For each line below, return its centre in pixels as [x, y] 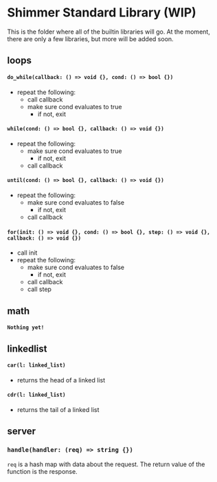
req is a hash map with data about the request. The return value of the [106, 464]
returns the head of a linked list [61, 380]
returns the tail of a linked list [58, 409]
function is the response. [42, 471]
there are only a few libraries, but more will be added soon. [90, 38]
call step [39, 289]
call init [27, 253]
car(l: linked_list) [37, 365]
